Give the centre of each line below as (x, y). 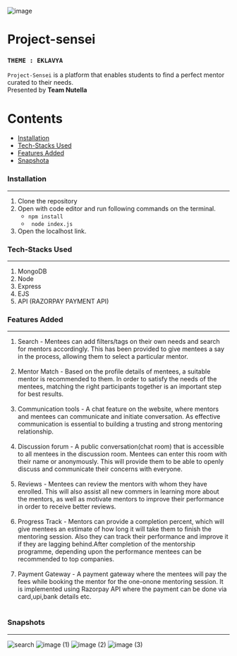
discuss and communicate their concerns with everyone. (100, 469)
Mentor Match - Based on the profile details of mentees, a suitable (114, 371)
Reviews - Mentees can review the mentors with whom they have (112, 484)
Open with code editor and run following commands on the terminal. (117, 208)
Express (29, 287)
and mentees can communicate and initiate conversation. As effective (119, 417)
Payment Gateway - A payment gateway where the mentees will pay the (122, 574)
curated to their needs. (41, 83)
